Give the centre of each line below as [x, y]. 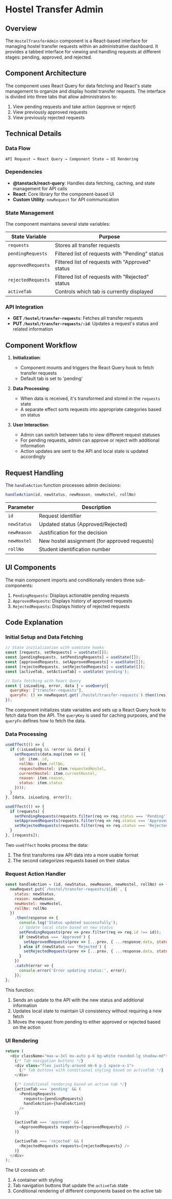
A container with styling [38, 1180]
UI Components [31, 567]
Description [96, 507]
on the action [27, 1027]
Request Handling [35, 473]
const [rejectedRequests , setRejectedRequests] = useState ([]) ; [75, 667]
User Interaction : [31, 425]
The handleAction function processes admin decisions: [63, 485]
